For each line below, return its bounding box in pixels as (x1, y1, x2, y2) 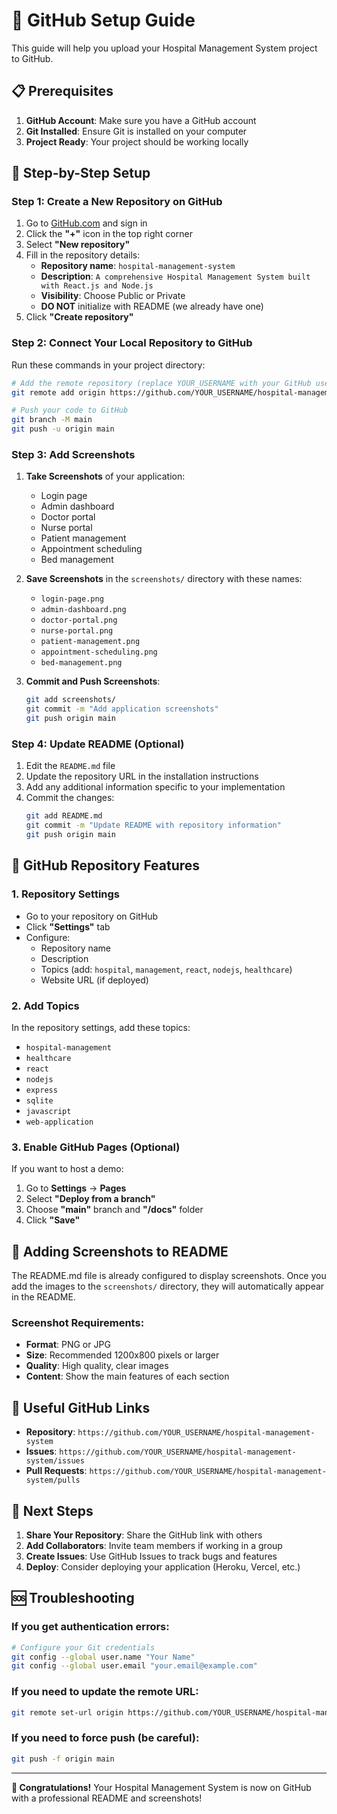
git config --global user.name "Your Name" (11, 1652, 196, 1662)
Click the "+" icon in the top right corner (25, 228, 193, 240)
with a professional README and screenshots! (11, 1792, 203, 1804)
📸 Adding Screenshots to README (11, 1243, 229, 1260)
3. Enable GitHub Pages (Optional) (11, 1140, 181, 1154)
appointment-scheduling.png (40, 647, 158, 658)
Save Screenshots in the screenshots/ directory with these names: (25, 573, 303, 585)
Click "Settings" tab (25, 920, 111, 933)
